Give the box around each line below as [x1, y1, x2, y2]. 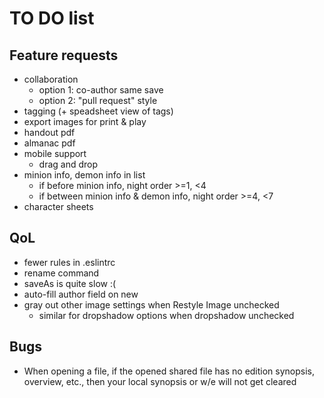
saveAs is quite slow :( [23, 277, 117, 289]
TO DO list [9, 7, 95, 30]
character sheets [23, 201, 94, 212]
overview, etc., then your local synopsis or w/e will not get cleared [23, 375, 297, 387]
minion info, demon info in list [23, 169, 146, 181]
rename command [23, 267, 100, 279]
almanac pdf [23, 137, 76, 149]
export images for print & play [23, 116, 147, 127]
